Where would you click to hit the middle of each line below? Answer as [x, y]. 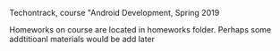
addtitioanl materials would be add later [82, 39]
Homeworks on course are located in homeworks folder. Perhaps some [140, 29]
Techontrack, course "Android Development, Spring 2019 [115, 13]
